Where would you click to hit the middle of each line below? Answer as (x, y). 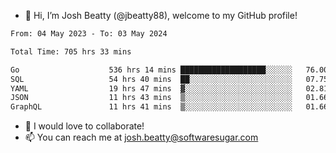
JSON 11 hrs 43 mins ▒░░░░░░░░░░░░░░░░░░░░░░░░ (151, 98)
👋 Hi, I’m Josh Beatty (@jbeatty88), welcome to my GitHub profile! (161, 15)
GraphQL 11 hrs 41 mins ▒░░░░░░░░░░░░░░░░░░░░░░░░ (151, 107)
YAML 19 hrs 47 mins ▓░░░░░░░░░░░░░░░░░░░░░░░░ (151, 88)
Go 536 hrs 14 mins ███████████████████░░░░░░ (151, 70)
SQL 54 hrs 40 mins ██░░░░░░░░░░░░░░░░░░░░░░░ (151, 79)
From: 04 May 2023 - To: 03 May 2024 (89, 34)
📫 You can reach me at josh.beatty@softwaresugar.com (141, 137)
